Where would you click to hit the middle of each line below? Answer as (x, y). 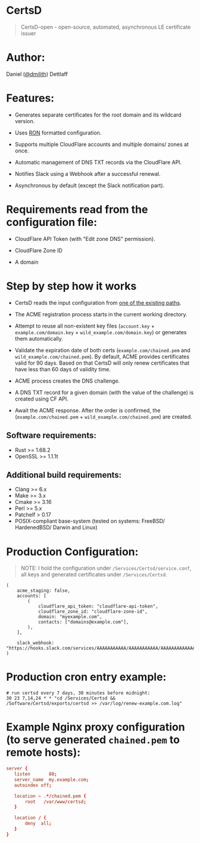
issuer (28, 33)
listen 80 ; (36, 774)
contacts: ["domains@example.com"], (83, 622)
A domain (26, 262)
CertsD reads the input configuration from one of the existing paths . (98, 303)
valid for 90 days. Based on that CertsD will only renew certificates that (102, 363)
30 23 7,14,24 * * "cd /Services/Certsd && (61, 698)
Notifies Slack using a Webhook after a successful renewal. (87, 173)
